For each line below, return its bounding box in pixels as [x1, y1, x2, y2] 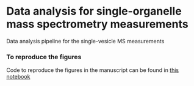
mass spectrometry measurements [6, 17, 189, 31]
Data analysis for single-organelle [6, 4, 182, 18]
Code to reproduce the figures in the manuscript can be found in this [6, 66, 179, 74]
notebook [6, 73, 31, 81]
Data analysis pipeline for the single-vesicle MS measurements [6, 37, 165, 45]
